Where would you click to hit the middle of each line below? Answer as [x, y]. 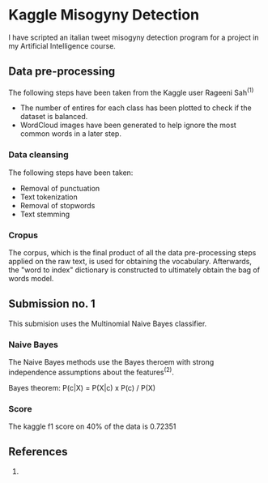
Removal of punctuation [60, 188]
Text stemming [45, 214]
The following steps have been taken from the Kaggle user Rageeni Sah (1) [131, 92]
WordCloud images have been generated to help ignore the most [128, 125]
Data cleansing [38, 155]
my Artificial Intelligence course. [62, 45]
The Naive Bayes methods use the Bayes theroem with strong [111, 362]
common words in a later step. [70, 134]
